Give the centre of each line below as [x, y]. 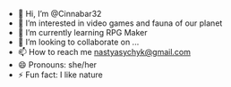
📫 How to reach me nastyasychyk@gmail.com [104, 52]
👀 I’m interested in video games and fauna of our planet [120, 23]
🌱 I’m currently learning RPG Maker [82, 32]
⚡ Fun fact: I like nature [60, 75]
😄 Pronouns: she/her [57, 65]
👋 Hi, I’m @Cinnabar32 [60, 14]
